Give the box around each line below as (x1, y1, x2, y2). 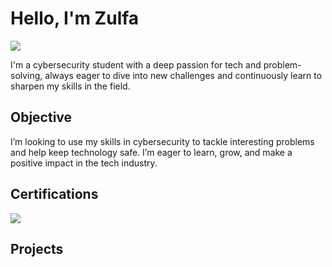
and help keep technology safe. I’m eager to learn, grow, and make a (10, 146, 293, 158)
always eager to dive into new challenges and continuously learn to (44, 69, 323, 81)
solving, (10, 69, 43, 81)
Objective (10, 109, 73, 126)
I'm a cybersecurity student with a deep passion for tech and (10, 58, 262, 71)
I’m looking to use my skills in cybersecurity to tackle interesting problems (10, 135, 315, 147)
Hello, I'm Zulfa (10, 7, 140, 30)
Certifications (10, 186, 99, 203)
